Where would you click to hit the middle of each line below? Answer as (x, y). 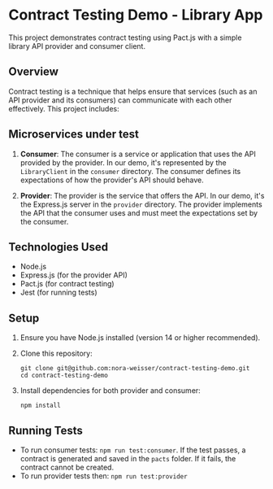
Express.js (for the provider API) (74, 275)
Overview (34, 72)
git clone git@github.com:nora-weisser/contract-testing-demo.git (135, 369)
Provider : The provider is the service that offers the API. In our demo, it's (142, 195)
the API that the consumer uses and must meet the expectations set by (139, 212)
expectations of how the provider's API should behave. (112, 180)
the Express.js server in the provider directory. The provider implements (141, 204)
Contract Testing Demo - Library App (136, 15)
